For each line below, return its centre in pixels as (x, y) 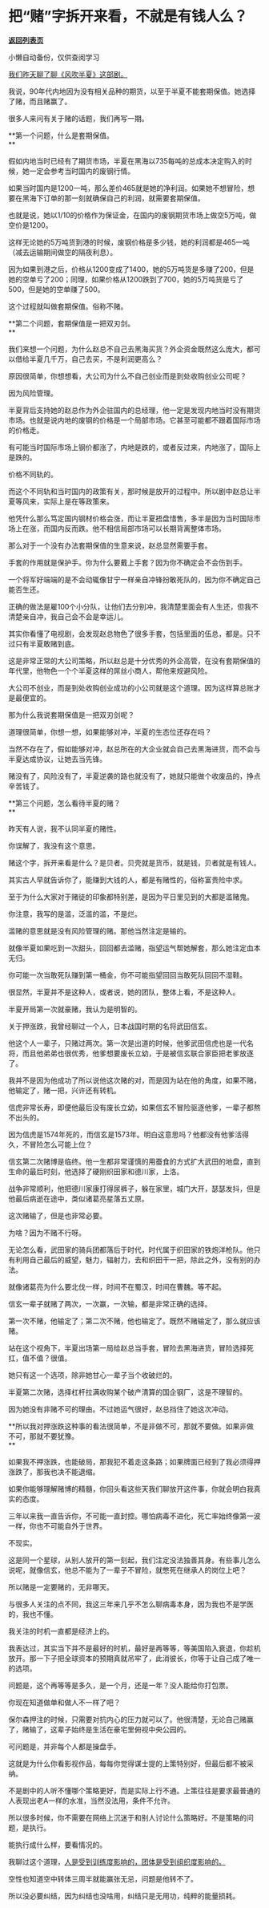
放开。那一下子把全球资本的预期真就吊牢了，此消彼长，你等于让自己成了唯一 (134, 1658)
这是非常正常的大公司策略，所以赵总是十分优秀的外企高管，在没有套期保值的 (134, 660)
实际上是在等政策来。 (78, 501)
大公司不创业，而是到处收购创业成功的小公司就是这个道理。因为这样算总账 (131, 687)
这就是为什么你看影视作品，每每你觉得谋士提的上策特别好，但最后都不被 (127, 1763)
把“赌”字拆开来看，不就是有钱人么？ (128, 16)
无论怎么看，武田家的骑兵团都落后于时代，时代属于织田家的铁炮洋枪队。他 (131, 1250)
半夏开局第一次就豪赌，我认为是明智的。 (75, 1009)
